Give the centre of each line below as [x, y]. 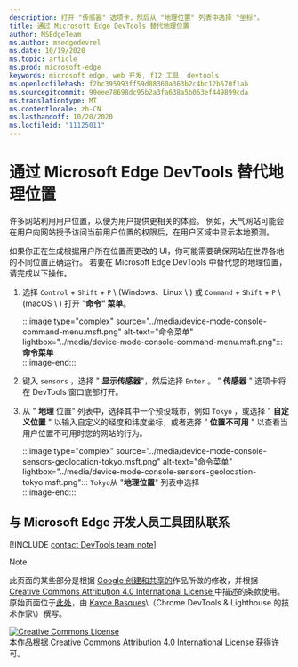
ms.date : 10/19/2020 [48, 51]
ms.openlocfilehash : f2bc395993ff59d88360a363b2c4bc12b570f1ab [129, 84]
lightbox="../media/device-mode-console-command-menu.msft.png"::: [152, 342]
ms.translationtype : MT [53, 100]
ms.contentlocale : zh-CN [55, 109]
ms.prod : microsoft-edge [55, 68]
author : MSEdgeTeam [45, 34]
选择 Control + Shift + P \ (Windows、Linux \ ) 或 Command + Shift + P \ [151, 292]
